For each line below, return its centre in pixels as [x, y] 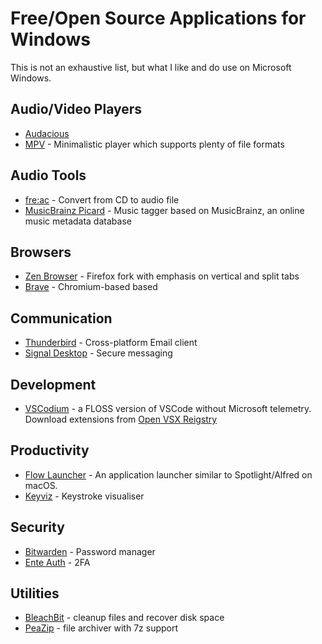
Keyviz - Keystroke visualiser [84, 496]
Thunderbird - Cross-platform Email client [111, 343]
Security [37, 527]
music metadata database [78, 221]
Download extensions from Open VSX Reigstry [121, 419]
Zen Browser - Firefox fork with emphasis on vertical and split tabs [162, 276]
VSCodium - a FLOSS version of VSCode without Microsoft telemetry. [168, 408]
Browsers [41, 252]
